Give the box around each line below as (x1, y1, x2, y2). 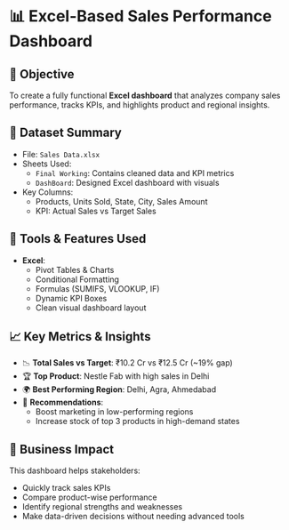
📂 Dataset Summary (9, 125, 122, 141)
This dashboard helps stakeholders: (9, 465, 140, 476)
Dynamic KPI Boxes (35, 293, 108, 303)
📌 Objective (9, 67, 75, 82)
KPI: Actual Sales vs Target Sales (35, 205, 157, 216)
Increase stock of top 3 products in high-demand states (35, 416, 240, 427)
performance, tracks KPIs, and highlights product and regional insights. (9, 100, 270, 110)
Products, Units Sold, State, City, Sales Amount (35, 196, 208, 206)
